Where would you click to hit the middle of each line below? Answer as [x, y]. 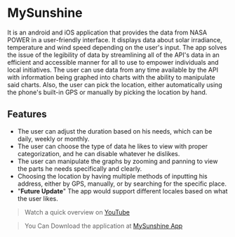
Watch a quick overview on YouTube [77, 212]
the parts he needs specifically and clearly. [80, 168]
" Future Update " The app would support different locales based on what [122, 191]
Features [27, 114]
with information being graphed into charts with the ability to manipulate [111, 77]
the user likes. [38, 198]
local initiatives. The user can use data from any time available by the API [113, 70]
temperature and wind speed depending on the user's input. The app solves [117, 47]
